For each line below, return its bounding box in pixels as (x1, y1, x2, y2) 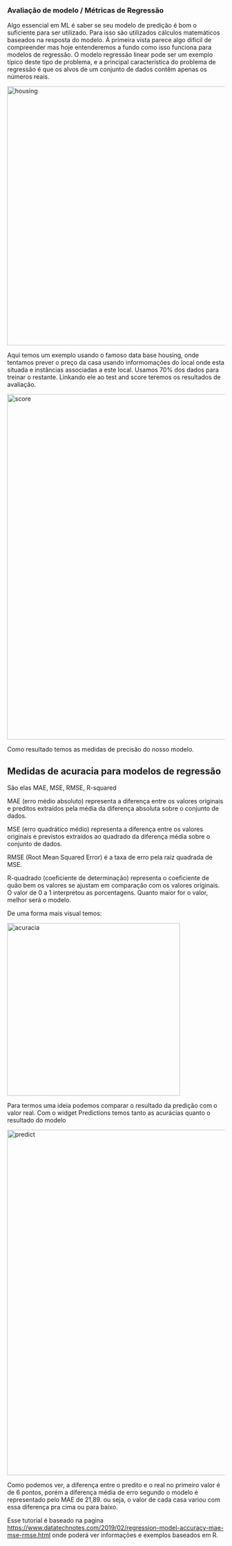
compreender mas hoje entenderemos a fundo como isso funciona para (7, 44, 212, 52)
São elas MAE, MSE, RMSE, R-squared (7, 783, 117, 792)
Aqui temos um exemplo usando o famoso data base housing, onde (7, 351, 199, 359)
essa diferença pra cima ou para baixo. (7, 1503, 119, 1511)
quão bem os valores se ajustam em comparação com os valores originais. (7, 881, 220, 890)
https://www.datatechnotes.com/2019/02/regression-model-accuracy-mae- (7, 1524, 224, 1532)
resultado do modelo (7, 1116, 66, 1125)
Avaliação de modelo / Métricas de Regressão (7, 6, 164, 15)
